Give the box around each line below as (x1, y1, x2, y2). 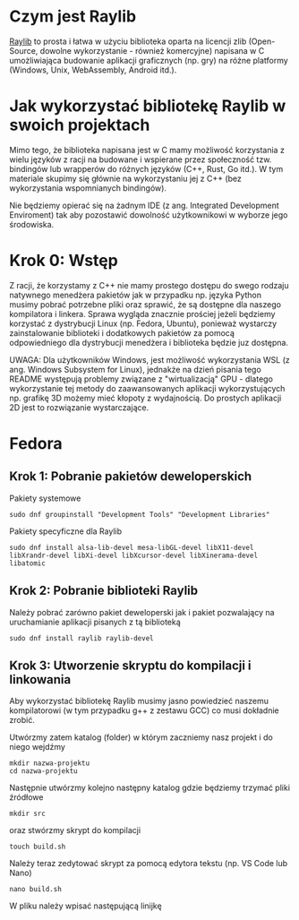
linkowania (9, 672, 72, 687)
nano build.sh (9, 885, 63, 894)
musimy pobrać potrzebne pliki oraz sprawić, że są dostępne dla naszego (9, 298, 282, 310)
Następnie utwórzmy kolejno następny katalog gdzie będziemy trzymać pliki (9, 782, 291, 794)
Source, (9, 45, 38, 56)
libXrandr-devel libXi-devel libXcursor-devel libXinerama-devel (9, 551, 258, 560)
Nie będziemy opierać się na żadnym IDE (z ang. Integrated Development (9, 200, 279, 211)
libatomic (9, 558, 47, 568)
